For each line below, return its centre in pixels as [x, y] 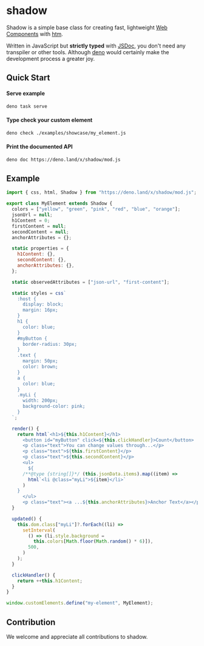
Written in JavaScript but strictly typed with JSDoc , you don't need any [96, 46]
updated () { [27, 519]
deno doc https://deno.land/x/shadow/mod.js [63, 160]
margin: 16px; [40, 310]
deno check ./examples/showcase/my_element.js [66, 133]
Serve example [26, 93]
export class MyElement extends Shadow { [59, 204]
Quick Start [28, 78]
